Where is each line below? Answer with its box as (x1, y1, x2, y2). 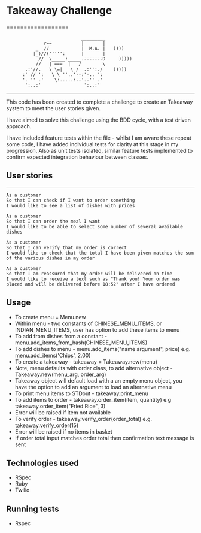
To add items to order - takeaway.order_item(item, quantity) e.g (14, 396, 172, 403)
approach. (6, 122, 32, 129)
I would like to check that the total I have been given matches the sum (6, 250, 194, 256)
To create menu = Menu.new (14, 313, 86, 320)
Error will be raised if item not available (14, 408, 111, 416)
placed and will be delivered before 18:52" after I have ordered (6, 281, 175, 287)
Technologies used (6, 458, 79, 468)
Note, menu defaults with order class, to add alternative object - (14, 364, 173, 371)
